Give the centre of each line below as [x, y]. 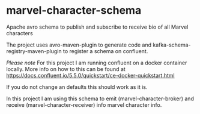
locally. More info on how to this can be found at [66, 69]
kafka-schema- [172, 45]
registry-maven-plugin [34, 51]
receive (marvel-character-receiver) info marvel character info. [84, 104]
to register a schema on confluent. [105, 51]
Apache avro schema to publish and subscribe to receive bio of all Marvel [97, 27]
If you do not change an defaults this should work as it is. [77, 87]
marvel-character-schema [74, 10]
